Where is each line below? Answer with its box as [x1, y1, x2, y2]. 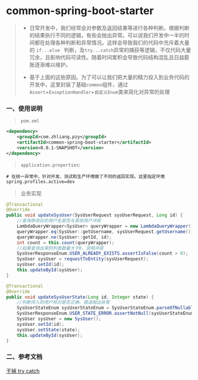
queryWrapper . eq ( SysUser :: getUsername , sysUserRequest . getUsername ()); [16, 228, 196, 235]
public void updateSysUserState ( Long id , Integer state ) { [6, 294, 154, 300]
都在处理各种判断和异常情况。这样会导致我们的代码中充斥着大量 [34, 39, 190, 46]
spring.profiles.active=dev [6, 178, 75, 185]
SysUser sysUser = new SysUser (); [16, 316, 101, 322]
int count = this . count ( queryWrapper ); [16, 239, 115, 245]
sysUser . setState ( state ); [16, 326, 81, 333]
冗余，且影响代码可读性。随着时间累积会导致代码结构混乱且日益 [29, 54, 184, 61]
